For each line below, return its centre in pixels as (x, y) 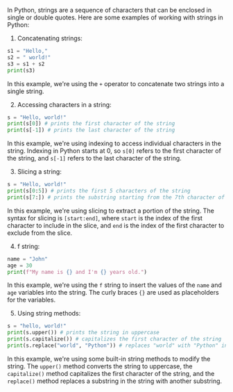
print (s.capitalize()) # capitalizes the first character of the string (114, 339)
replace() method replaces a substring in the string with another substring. (115, 381)
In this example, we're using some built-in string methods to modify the (109, 359)
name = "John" (28, 259)
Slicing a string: (40, 172)
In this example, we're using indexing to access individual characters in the (114, 144)
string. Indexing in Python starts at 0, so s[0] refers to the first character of (114, 151)
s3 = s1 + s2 (26, 64)
